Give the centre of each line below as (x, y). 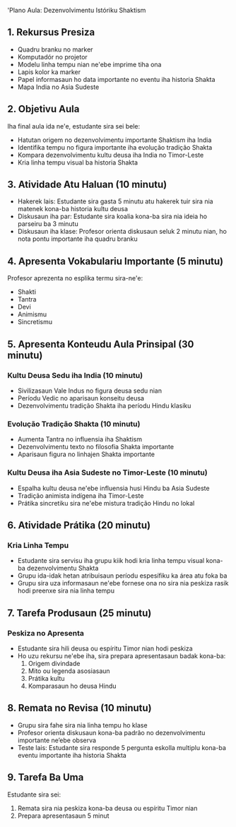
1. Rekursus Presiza (51, 32)
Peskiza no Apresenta (46, 633)
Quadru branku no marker (55, 49)
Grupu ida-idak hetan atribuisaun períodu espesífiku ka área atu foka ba (122, 576)
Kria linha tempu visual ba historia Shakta (78, 162)
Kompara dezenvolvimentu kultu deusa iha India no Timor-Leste (111, 155)
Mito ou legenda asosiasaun (69, 671)
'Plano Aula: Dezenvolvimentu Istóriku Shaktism (77, 10)
